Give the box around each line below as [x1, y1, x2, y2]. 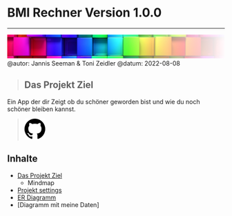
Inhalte [7, 153, 38, 165]
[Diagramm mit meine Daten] [17, 200, 99, 208]
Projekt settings [17, 186, 62, 194]
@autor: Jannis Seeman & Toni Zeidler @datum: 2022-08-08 [7, 59, 181, 68]
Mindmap [27, 178, 55, 187]
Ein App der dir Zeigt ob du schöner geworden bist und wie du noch [7, 97, 200, 106]
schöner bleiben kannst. [7, 105, 76, 113]
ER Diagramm [17, 193, 57, 202]
